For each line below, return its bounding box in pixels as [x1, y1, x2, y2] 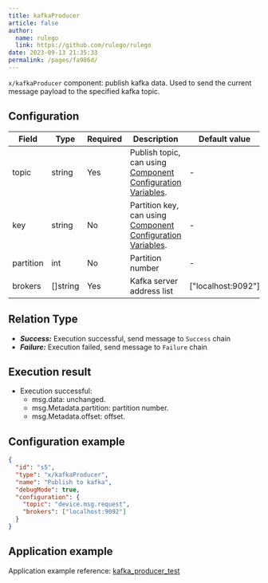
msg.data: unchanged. [31, 395, 106, 404]
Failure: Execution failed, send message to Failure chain [19, 342, 207, 352]
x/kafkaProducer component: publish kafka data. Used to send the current [8, 77, 252, 88]
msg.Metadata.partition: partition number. [31, 404, 169, 413]
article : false [8, 19, 59, 27]
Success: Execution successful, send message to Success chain [19, 333, 231, 343]
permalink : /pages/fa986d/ [8, 57, 98, 65]
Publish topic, [129, 147, 181, 158]
